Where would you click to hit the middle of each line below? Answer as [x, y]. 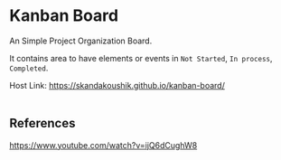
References [42, 123]
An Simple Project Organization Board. [81, 41]
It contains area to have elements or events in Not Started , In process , [141, 58]
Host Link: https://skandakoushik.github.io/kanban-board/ [117, 85]
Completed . [29, 68]
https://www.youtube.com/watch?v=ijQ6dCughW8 [103, 145]
